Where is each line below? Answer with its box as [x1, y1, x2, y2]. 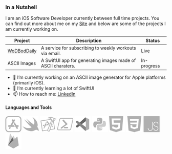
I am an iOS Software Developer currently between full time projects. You [5, 15, 160, 21]
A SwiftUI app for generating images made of [40, 57, 136, 63]
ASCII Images [7, 60, 36, 66]
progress [141, 63, 160, 69]
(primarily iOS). [12, 79, 45, 85]
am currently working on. [5, 26, 58, 32]
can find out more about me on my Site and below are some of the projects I [5, 20, 166, 27]
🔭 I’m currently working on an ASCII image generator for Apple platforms [12, 74, 166, 80]
